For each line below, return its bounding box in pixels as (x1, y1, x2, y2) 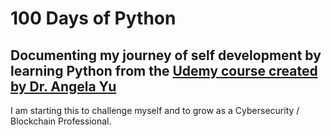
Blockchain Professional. (10, 115, 112, 127)
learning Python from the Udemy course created (10, 62, 318, 79)
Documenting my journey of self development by (10, 47, 322, 64)
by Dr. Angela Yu (10, 78, 117, 95)
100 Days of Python (10, 7, 177, 30)
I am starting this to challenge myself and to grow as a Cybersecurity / (10, 105, 300, 116)
